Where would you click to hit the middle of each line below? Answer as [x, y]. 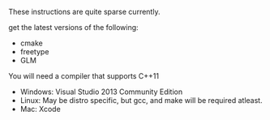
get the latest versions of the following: [74, 27]
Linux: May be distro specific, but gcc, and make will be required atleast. [141, 100]
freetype [34, 51]
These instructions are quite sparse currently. [84, 12]
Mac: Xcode [40, 109]
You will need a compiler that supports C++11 [84, 76]
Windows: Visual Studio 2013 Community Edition [101, 92]
